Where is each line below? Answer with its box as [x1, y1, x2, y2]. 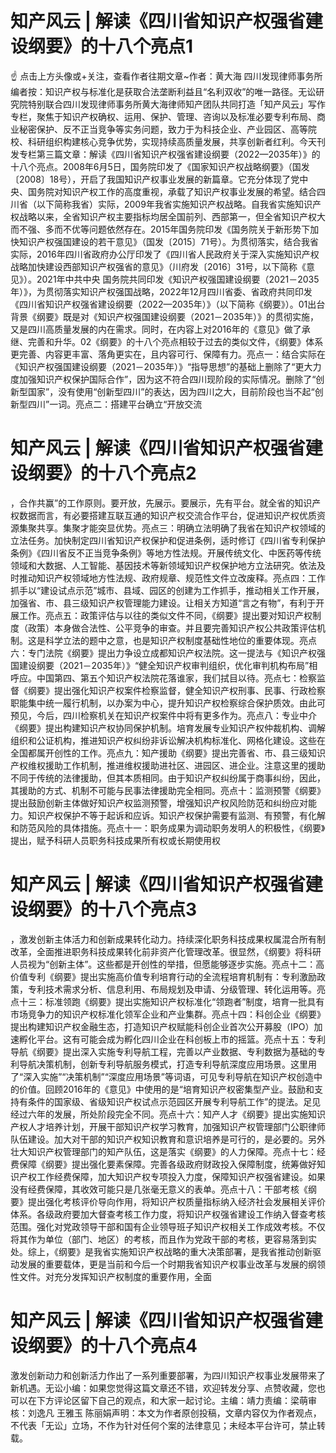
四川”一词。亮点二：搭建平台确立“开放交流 [27, 398, 203, 410]
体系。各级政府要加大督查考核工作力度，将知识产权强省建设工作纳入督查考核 [10, 1208, 326, 1220]
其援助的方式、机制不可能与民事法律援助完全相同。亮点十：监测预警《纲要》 [10, 784, 326, 796]
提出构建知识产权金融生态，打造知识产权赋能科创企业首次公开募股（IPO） [10, 1020, 315, 1032]
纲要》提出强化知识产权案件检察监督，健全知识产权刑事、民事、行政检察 [27, 684, 326, 696]
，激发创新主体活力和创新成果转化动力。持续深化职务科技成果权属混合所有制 [10, 933, 326, 945]
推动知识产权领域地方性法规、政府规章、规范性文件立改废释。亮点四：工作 [18, 572, 326, 584]
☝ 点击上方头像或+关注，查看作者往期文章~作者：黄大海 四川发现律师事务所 [10, 70, 323, 82]
